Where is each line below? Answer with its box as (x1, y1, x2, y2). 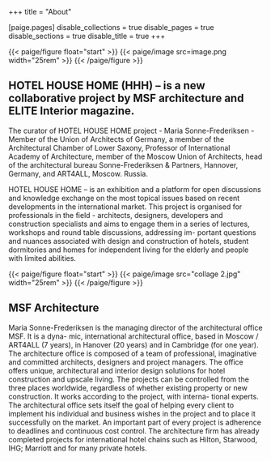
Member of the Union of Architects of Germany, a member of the (8, 134, 225, 144)
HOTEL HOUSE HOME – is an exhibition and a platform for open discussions (8, 184, 261, 194)
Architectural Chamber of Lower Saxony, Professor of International (8, 143, 231, 152)
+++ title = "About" (8, 7, 72, 16)
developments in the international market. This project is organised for (8, 202, 243, 211)
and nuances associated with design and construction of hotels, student (8, 236, 249, 245)
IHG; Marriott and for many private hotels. (8, 443, 147, 453)
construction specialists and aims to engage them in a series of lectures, (8, 219, 250, 228)
